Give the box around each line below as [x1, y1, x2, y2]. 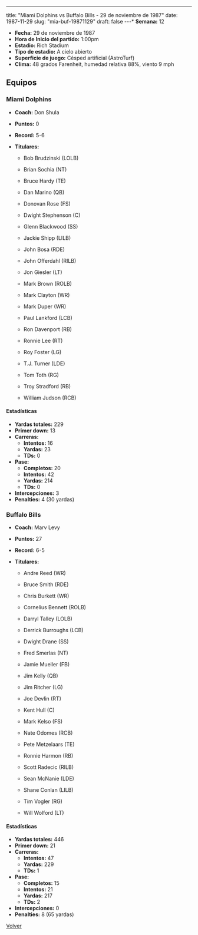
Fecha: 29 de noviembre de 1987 [14, 29, 95, 36]
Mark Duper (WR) [23, 303, 67, 310]
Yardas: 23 [23, 445, 51, 452]
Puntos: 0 [14, 120, 39, 127]
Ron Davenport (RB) [23, 325, 72, 333]
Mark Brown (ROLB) [23, 280, 72, 287]
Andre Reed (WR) [23, 570, 66, 577]
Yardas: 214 [23, 477, 53, 484]
